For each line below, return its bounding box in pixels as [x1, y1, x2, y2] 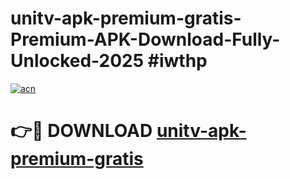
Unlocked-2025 [10, 50, 145, 72]
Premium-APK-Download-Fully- [10, 28, 281, 51]
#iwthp [147, 50, 208, 72]
